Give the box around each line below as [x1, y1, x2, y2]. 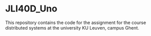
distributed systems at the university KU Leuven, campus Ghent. [5, 24, 139, 30]
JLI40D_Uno [5, 3, 58, 14]
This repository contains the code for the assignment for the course [5, 19, 146, 25]
